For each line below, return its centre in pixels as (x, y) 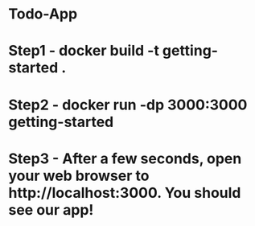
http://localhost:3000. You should (125, 193)
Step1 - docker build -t (84, 51)
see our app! (51, 210)
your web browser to (79, 176)
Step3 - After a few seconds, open (125, 158)
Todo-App (43, 14)
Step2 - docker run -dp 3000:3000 (128, 105)
